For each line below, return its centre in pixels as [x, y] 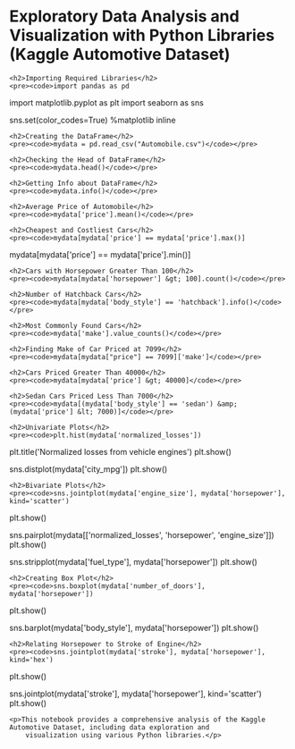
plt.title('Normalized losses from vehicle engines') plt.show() [121, 451]
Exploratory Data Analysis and [124, 17]
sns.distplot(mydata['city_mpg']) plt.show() [88, 469]
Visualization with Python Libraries [142, 35]
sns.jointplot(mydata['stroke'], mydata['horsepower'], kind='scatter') [135, 694]
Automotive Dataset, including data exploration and [110, 727]
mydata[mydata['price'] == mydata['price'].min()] [100, 254]
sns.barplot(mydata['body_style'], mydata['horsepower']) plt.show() [134, 627]
